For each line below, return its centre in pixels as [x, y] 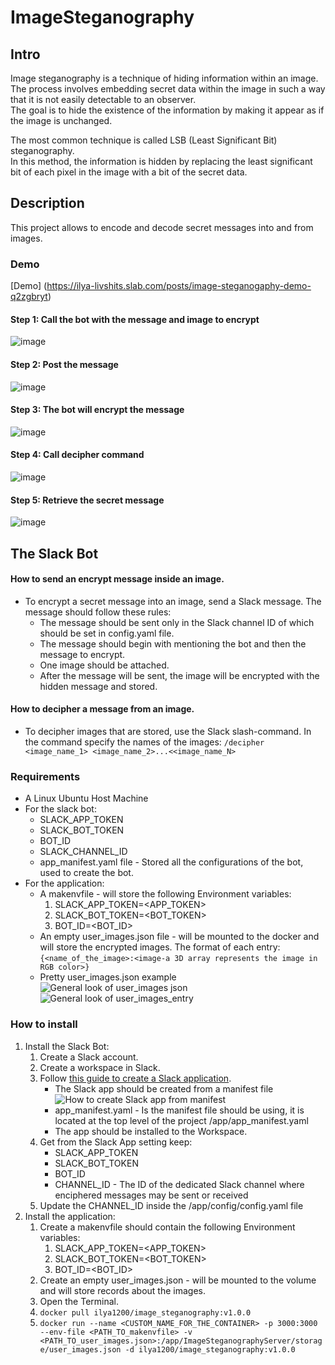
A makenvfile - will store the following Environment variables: [165, 894]
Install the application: [70, 1216]
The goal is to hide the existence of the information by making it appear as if [167, 110]
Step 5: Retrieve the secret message [87, 500]
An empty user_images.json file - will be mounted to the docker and [179, 937]
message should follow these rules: [98, 612]
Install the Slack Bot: [67, 1046]
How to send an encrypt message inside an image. [117, 579]
